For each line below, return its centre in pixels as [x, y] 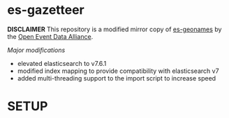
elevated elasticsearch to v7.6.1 [62, 63]
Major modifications [36, 50]
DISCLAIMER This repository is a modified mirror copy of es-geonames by [114, 29]
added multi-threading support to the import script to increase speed [117, 78]
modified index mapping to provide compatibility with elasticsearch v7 [118, 71]
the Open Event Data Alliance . [50, 36]
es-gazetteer [46, 10]
